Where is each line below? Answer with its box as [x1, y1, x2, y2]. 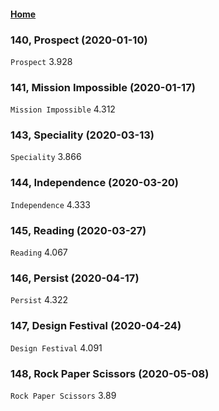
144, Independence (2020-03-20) [10, 176, 179, 190]
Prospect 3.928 [10, 55, 73, 67]
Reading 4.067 [10, 246, 68, 259]
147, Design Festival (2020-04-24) [10, 319, 182, 333]
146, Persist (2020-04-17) [10, 271, 140, 285]
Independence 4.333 [10, 198, 92, 210]
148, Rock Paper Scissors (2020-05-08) [10, 366, 210, 380]
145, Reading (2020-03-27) [10, 223, 147, 237]
